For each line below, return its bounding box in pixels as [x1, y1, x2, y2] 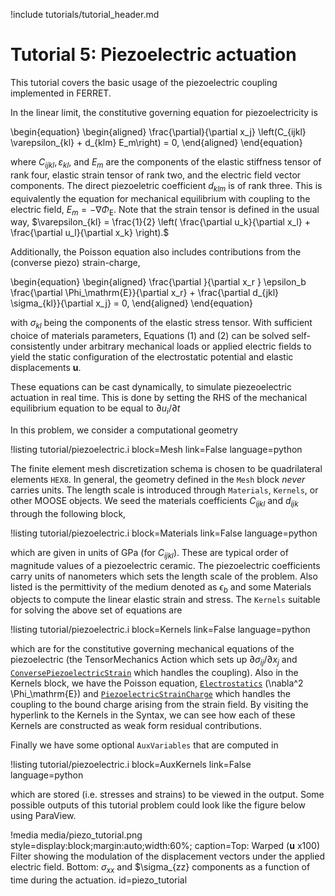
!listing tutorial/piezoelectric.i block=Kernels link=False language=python [10, 624, 311, 636]
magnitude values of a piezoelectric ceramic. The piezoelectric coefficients [10, 559, 321, 571]
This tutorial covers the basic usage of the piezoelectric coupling [10, 76, 278, 88]
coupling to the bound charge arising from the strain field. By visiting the [10, 699, 309, 711]
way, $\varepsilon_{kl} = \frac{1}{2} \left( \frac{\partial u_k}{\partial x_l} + [10, 216, 311, 228]
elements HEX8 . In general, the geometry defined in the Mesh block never [10, 473, 306, 485]
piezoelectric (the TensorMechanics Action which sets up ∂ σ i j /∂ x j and [10, 654, 298, 668]
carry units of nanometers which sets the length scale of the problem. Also [10, 570, 318, 582]
